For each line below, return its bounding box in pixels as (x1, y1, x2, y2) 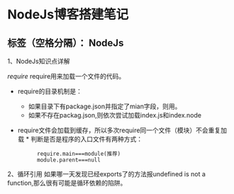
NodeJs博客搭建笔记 (7, 6, 129, 23)
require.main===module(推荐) (36, 150, 121, 157)
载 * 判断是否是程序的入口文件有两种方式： (17, 135, 143, 143)
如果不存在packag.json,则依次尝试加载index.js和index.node (28, 111, 202, 119)
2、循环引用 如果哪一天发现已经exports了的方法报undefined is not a (7, 170, 206, 178)
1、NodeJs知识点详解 (7, 57, 70, 65)
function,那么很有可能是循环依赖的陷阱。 (7, 178, 127, 187)
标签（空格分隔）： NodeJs (7, 37, 124, 49)
